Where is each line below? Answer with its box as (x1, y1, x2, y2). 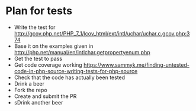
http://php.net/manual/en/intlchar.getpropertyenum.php (14, 48, 150, 56)
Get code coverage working (14, 61, 82, 68)
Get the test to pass (14, 55, 63, 62)
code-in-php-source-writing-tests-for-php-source (14, 67, 138, 74)
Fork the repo (14, 86, 48, 93)
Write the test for (14, 24, 56, 31)
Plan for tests (5, 4, 72, 18)
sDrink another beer (14, 99, 63, 106)
